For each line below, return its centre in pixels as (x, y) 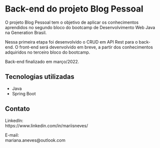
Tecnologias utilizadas (40, 77)
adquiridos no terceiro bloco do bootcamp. (48, 52)
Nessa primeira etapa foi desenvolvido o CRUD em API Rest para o (71, 42)
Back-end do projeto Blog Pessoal (74, 9)
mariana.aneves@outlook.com (35, 140)
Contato (17, 109)
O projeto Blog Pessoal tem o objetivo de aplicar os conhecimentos (72, 22)
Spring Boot (24, 93)
